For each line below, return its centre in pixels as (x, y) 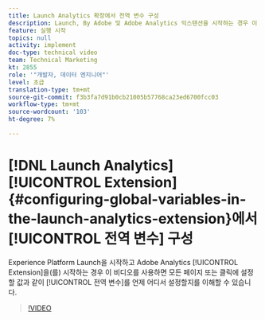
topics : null (30, 38)
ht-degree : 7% (32, 119)
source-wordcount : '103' (49, 112)
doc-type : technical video (53, 53)
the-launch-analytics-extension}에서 (133, 219)
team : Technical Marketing (53, 60)
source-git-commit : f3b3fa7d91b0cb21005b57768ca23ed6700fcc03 (113, 97)
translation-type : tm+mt (49, 90)
